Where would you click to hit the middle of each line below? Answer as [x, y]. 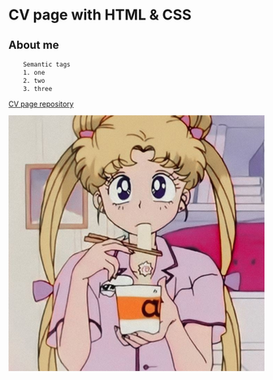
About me [34, 45]
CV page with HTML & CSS [100, 15]
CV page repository [41, 104]
